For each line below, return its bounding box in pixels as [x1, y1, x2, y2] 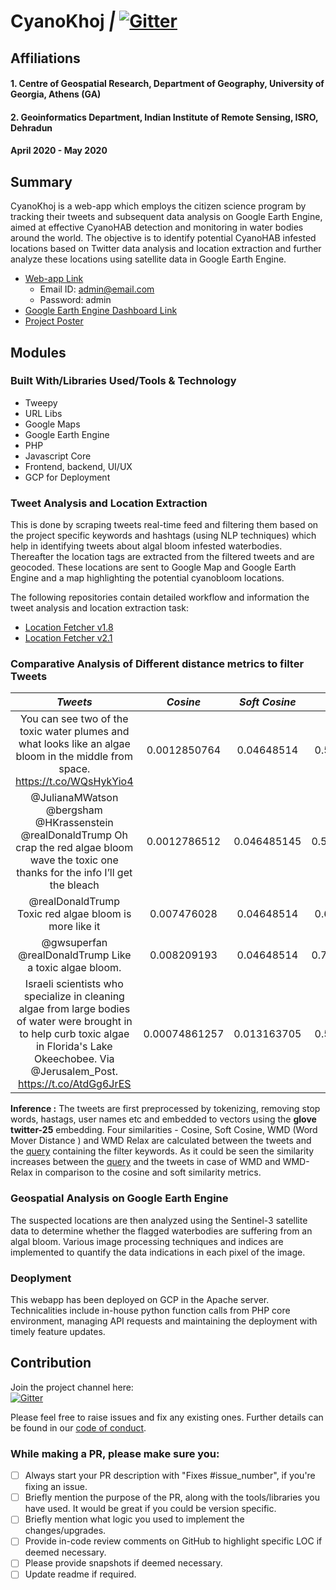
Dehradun [10, 121, 53, 134]
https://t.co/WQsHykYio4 [15, 775, 134, 789]
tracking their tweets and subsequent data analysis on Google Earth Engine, [10, 211, 323, 223]
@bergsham [45, 803, 103, 817]
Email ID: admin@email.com [39, 283, 155, 295]
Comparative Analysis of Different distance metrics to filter [10, 657, 305, 671]
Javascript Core [24, 450, 92, 462]
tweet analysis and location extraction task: [10, 602, 189, 614]
